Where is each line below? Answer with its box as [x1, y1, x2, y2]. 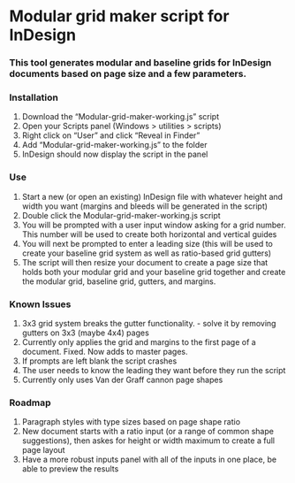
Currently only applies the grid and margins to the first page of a [21, 337, 256, 347]
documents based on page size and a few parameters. [9, 68, 247, 80]
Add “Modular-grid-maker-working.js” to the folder [21, 140, 208, 150]
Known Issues [9, 298, 72, 310]
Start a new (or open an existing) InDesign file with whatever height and [21, 191, 284, 202]
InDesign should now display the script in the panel [21, 149, 208, 160]
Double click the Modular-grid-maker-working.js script [21, 210, 221, 220]
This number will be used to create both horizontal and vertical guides [21, 228, 277, 240]
